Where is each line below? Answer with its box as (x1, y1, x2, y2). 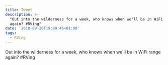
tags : (5, 30, 17, 35)
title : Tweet (5, 7, 33, 12)
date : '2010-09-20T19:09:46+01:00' (5, 26, 80, 31)
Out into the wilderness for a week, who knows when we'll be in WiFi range (5, 48, 161, 55)
